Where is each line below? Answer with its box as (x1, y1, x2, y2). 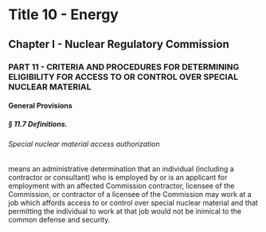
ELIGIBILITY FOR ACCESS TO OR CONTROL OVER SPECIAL (8, 71, 239, 82)
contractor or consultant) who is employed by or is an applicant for (8, 172, 228, 182)
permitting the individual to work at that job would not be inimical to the (8, 206, 241, 216)
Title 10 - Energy (8, 6, 119, 24)
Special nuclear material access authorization (8, 140, 160, 149)
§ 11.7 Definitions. (8, 119, 68, 128)
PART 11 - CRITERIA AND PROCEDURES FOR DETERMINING (8, 61, 240, 73)
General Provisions (8, 101, 73, 111)
